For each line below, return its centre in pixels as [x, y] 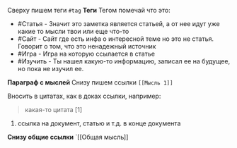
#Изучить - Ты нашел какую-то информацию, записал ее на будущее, [124, 61]
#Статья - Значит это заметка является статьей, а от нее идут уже [119, 24]
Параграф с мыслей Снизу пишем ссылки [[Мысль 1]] [90, 82]
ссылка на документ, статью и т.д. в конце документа [99, 123]
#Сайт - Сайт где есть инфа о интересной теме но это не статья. [116, 39]
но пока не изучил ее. [51, 69]
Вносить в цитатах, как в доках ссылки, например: [84, 96]
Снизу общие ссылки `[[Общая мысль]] [68, 137]
